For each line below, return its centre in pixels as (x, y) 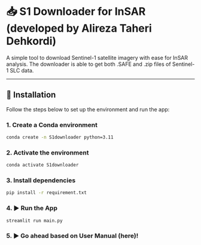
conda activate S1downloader (42, 165)
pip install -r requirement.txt (46, 193)
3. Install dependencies (41, 180)
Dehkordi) (31, 41)
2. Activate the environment (48, 152)
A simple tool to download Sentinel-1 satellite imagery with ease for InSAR (97, 58)
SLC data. (22, 70)
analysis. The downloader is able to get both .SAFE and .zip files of (89, 64)
